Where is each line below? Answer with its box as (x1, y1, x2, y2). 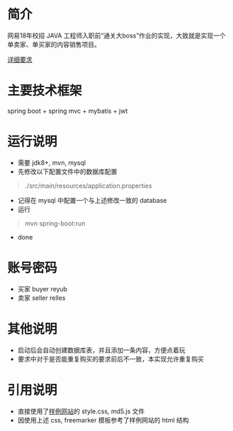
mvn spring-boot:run (24, 219, 86, 228)
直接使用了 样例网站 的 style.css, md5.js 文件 (17, 407, 145, 415)
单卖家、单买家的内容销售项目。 (7, 40, 101, 48)
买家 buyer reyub (17, 284, 68, 293)
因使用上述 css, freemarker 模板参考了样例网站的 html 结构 (17, 415, 189, 424)
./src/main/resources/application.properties (24, 181, 152, 190)
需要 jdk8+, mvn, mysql (17, 158, 86, 167)
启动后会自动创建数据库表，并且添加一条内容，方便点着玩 (17, 345, 186, 354)
